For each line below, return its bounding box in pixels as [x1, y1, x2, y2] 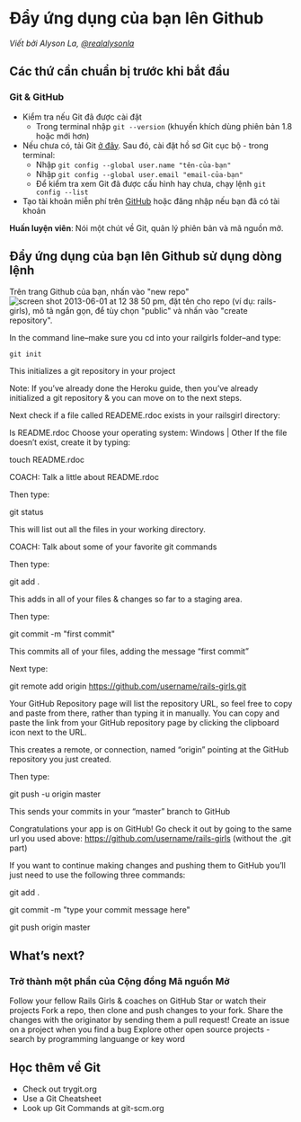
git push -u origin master [9, 788, 102, 799]
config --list [35, 188, 89, 197]
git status [9, 507, 44, 518]
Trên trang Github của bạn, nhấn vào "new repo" [9, 287, 190, 298]
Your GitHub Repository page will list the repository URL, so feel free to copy [9, 699, 293, 709]
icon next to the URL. [9, 727, 87, 738]
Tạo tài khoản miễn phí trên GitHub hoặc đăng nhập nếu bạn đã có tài [22, 195, 280, 206]
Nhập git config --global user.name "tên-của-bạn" [35, 159, 232, 170]
